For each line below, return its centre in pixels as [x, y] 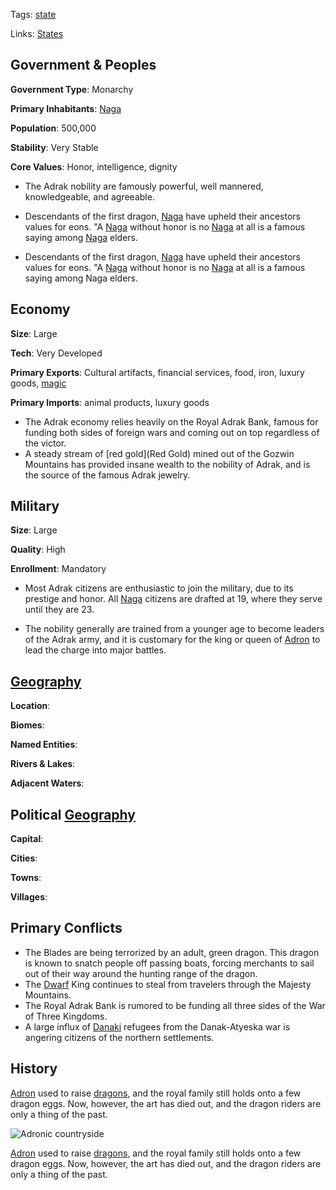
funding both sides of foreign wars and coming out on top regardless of [172, 432]
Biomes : [27, 725]
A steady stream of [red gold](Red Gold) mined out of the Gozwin [159, 453]
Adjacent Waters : [47, 783]
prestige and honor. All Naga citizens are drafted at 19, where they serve [173, 599]
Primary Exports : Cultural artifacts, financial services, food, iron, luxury [157, 372]
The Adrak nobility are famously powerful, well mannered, [144, 186]
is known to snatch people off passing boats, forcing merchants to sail [169, 963]
